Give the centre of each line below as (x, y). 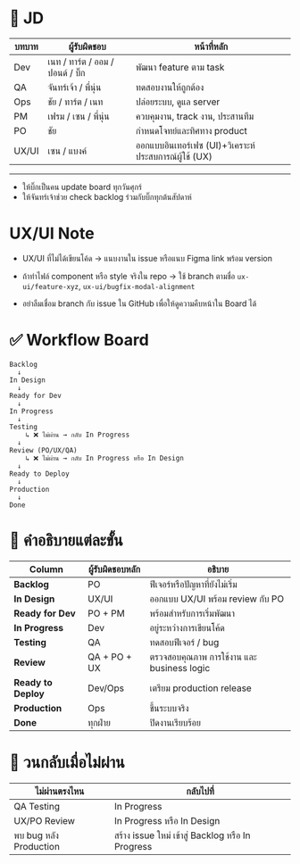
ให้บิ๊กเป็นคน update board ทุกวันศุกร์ (82, 187)
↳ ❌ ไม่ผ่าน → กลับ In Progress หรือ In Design (105, 458)
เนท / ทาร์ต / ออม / (81, 62)
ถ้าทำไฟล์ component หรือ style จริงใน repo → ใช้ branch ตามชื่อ (129, 276)
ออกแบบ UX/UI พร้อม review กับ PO (217, 599)
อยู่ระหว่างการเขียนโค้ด (187, 627)
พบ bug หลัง (37, 835)
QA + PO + (110, 657)
